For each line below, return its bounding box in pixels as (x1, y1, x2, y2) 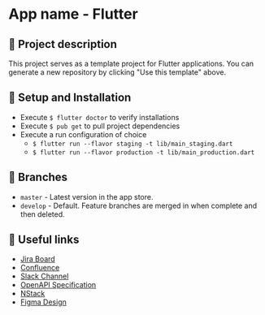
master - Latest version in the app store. (20, 192, 154, 201)
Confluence (20, 263, 60, 273)
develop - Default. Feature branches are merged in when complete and (20, 201, 258, 210)
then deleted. (20, 209, 65, 219)
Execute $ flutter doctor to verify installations (20, 112, 180, 122)
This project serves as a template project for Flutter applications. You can (8, 58, 254, 68)
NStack (20, 289, 46, 299)
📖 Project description (8, 37, 118, 51)
